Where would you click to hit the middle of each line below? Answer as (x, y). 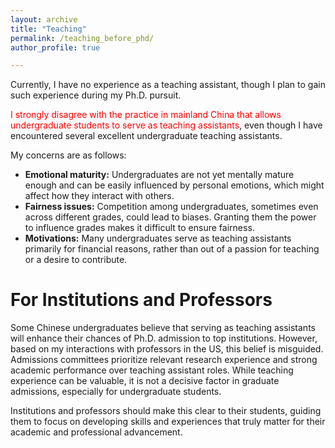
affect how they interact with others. (99, 196)
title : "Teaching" (48, 29)
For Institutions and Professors (141, 300)
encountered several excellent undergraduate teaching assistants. (146, 136)
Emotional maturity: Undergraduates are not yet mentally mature (159, 175)
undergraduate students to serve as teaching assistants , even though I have (166, 125)
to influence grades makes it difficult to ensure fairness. (139, 228)
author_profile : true (55, 47)
